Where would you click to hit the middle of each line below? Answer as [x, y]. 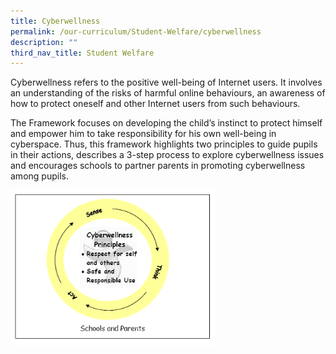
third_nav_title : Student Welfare [82, 53]
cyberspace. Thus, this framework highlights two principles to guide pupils [164, 144]
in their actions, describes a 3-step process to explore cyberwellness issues [167, 155]
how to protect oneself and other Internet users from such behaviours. [155, 104]
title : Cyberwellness [55, 21]
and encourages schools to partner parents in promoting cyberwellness [158, 166]
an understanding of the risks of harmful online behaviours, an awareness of [168, 93]
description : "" [44, 42]
